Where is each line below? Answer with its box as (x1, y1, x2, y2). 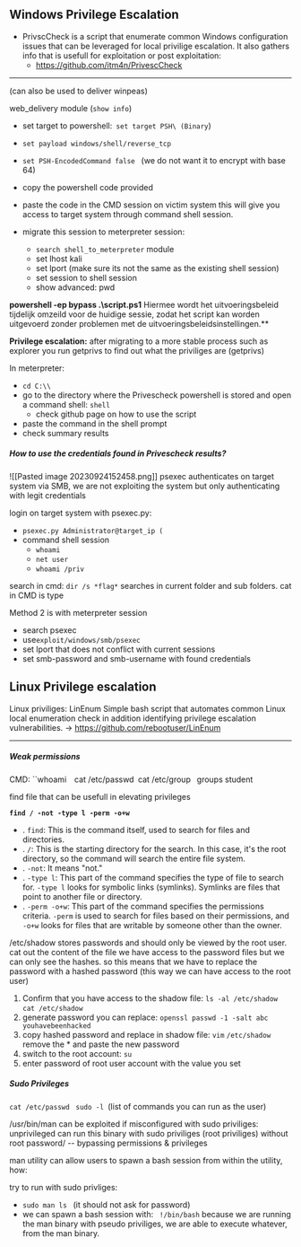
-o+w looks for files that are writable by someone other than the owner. (21, 919, 282, 930)
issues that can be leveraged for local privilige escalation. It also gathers (21, 40, 289, 51)
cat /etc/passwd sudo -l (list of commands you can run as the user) (9, 1101, 267, 1111)
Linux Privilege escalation (9, 680, 157, 695)
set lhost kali (35, 253, 82, 264)
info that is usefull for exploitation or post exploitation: (21, 49, 222, 61)
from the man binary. (21, 1227, 100, 1238)
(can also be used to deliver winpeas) (9, 85, 148, 96)
